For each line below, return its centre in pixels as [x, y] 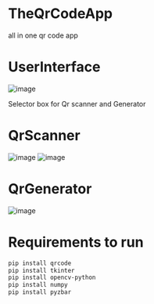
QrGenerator [50, 189]
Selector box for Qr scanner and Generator [77, 103]
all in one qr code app [43, 35]
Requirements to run [76, 242]
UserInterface [54, 67]
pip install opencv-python [52, 278]
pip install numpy [38, 285]
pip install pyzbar [40, 292]
